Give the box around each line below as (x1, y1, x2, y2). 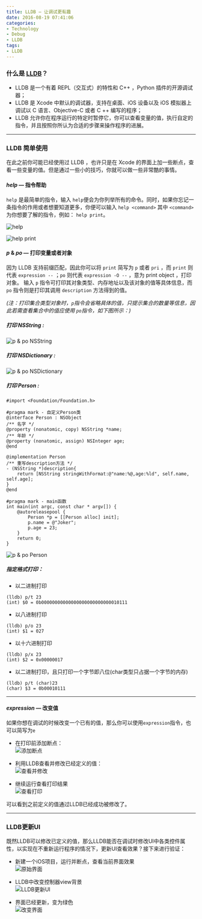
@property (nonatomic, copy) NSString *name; (6, 426, 122, 432)
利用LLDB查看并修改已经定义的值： (14, 760, 102, 767)
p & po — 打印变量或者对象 (6, 249, 72, 256)
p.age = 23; (28, 524, 58, 531)
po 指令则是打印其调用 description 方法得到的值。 (6, 286, 130, 293)
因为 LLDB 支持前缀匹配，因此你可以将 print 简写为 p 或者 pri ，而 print (6, 264, 186, 271)
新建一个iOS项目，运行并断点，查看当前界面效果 (14, 858, 135, 865)
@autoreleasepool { (17, 509, 66, 515)
